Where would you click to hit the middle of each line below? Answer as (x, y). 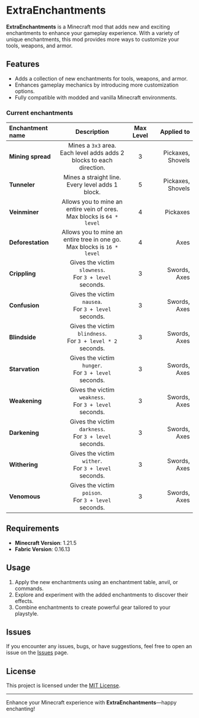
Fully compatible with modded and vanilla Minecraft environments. (96, 97)
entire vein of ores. (92, 209)
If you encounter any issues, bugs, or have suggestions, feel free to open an (99, 646)
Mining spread (30, 156)
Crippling (23, 274)
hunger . (92, 366)
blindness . (92, 334)
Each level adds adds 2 (92, 153)
